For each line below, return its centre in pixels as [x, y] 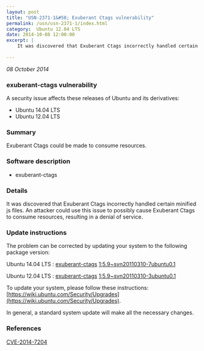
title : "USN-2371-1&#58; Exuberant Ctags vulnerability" [80, 18]
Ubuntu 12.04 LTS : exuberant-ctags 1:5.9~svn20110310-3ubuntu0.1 [91, 276]
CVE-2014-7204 [27, 342]
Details [17, 190]
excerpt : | [20, 40]
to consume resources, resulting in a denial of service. [75, 217]
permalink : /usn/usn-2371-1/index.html [57, 23]
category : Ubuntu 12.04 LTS [43, 29]
